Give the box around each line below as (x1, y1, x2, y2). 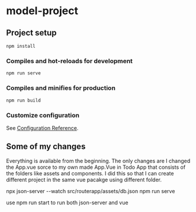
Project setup (6, 28, 57, 38)
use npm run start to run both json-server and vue (6, 199, 128, 206)
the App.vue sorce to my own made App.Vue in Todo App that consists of (6, 164, 186, 171)
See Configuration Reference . (6, 124, 79, 131)
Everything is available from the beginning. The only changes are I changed (6, 157, 191, 164)
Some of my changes (6, 142, 86, 152)
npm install (6, 43, 36, 49)
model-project (6, 4, 79, 18)
